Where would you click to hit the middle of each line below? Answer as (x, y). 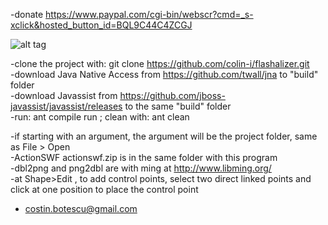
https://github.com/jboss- (172, 95)
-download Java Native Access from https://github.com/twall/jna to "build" (164, 74)
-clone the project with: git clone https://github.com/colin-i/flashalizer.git (160, 63)
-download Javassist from (64, 95)
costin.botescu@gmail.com (81, 208)
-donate (27, 14)
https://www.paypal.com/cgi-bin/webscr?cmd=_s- (149, 14)
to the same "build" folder (178, 106)
